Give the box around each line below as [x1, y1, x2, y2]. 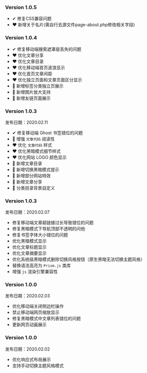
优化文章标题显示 [12, 244, 47, 250]
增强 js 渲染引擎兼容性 [12, 269, 58, 274]
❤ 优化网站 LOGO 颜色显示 [12, 154, 67, 160]
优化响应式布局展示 [12, 356, 51, 362]
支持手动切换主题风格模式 [12, 362, 64, 369]
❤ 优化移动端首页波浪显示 [12, 64, 65, 70]
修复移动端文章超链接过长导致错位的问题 [12, 220, 94, 225]
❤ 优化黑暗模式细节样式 [12, 148, 61, 154]
